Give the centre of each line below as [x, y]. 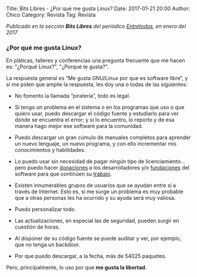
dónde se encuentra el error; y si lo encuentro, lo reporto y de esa [94, 120]
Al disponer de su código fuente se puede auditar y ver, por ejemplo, [98, 239]
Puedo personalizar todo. [45, 209]
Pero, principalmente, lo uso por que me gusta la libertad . [76, 268]
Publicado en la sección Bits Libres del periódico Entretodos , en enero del [96, 26]
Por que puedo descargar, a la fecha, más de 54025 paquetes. [90, 256]
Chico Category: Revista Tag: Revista [51, 15]
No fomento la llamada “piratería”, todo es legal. [72, 96]
